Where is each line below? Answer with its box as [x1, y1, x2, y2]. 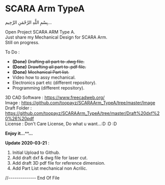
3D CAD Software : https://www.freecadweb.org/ [5, 94, 105, 100]
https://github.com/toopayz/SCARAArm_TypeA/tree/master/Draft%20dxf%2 [5, 110, 160, 116]
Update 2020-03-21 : [5, 139, 50, 146]
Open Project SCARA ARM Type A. [5, 29, 75, 35]
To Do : [5, 49, 20, 55]
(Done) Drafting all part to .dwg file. [12, 58, 85, 64]
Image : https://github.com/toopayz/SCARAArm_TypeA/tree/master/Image [5, 99, 156, 105]
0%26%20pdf [5, 115, 34, 121]
